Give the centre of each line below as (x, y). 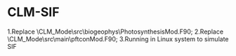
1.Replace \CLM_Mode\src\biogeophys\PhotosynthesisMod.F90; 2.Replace (115, 31)
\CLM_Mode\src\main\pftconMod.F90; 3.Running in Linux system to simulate (118, 38)
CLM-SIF (33, 12)
